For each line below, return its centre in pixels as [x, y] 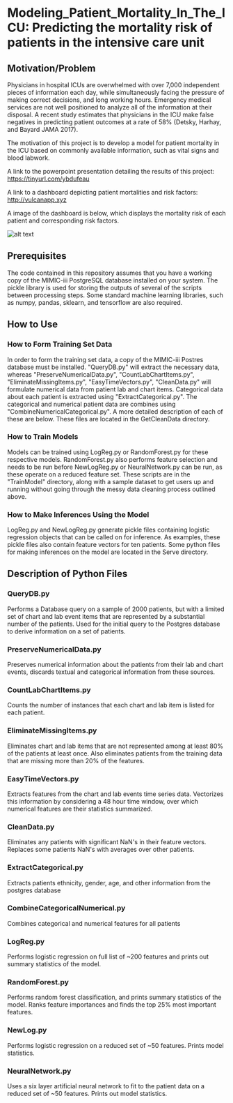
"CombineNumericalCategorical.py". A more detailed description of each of [115, 411]
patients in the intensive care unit [106, 43]
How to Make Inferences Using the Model [78, 514]
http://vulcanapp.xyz [37, 200]
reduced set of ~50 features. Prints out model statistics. [87, 1094]
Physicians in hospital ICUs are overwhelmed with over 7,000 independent [114, 85]
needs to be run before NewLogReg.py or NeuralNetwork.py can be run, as [115, 467]
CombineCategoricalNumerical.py [66, 908]
